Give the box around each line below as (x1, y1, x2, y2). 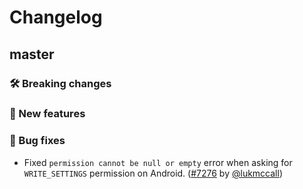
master (9, 46, 55, 63)
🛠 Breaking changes (9, 76, 112, 90)
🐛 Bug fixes (9, 134, 66, 148)
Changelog (9, 6, 103, 29)
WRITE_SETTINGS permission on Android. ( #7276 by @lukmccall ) (23, 167, 283, 179)
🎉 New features (9, 107, 86, 121)
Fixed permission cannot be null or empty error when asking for (23, 156, 293, 168)
